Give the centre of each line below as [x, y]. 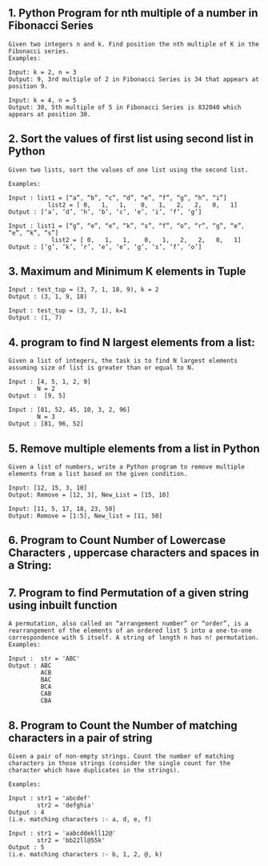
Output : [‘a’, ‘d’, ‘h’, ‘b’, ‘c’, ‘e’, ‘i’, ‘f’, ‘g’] [105, 211]
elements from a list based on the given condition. [98, 474]
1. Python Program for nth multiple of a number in [133, 13]
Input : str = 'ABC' [44, 659]
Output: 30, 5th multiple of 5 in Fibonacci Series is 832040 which [125, 107]
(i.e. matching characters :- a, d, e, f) [80, 820]
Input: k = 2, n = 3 [43, 72]
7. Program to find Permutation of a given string [129, 592]
